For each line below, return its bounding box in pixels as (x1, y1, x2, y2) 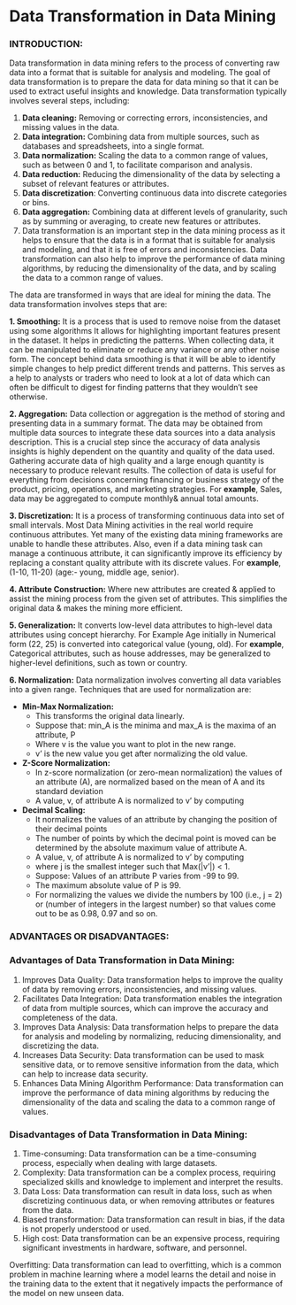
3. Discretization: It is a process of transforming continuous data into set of (9, 511, 285, 521)
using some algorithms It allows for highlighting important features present (9, 326, 281, 336)
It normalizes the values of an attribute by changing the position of (34, 815, 277, 825)
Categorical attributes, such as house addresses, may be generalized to (9, 648, 271, 659)
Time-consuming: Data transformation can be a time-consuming (21, 1148, 257, 1159)
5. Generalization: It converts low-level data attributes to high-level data (9, 620, 273, 630)
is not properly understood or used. (21, 1224, 152, 1234)
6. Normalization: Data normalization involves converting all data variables (9, 675, 282, 685)
